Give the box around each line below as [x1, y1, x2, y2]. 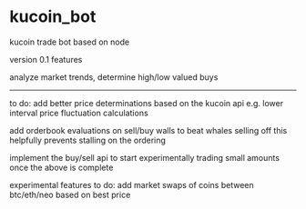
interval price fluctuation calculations [9, 107, 148, 118]
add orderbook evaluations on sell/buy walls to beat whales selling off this [9, 124, 288, 135]
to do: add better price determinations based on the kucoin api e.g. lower [9, 97, 284, 108]
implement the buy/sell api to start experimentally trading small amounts [9, 152, 280, 163]
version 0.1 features [9, 54, 83, 65]
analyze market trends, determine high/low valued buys [9, 71, 219, 83]
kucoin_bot [9, 6, 97, 27]
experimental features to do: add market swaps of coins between [9, 179, 255, 190]
